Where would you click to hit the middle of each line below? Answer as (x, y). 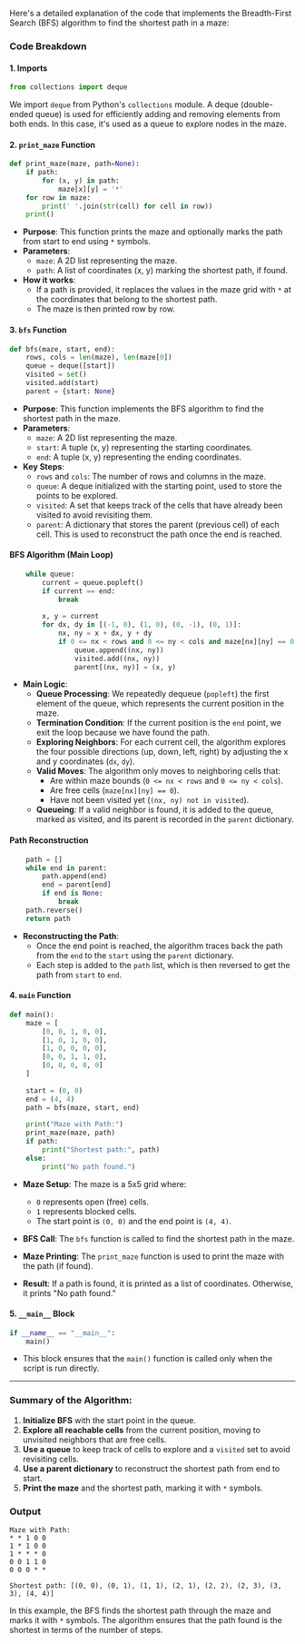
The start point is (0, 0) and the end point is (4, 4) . (134, 1221)
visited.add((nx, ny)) (117, 659)
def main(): (32, 1015)
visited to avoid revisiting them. (94, 515)
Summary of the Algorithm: (71, 1401)
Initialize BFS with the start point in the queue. (109, 1420)
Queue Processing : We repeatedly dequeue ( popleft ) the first (152, 694)
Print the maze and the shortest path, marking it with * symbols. (143, 1488)
